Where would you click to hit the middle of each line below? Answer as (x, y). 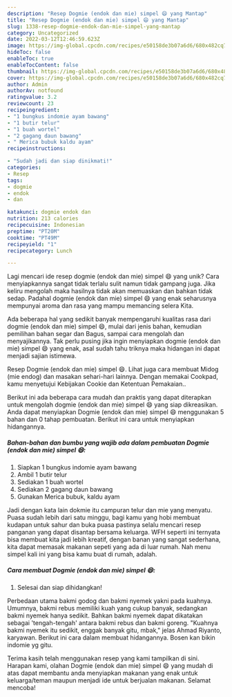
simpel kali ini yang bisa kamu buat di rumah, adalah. (82, 555)
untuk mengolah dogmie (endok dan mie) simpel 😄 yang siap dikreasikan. (113, 405)
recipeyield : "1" (32, 244)
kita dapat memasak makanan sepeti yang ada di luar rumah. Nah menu (109, 547)
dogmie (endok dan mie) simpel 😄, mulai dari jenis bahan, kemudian (105, 326)
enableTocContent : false (43, 65)
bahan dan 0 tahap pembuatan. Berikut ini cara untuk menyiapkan (101, 420)
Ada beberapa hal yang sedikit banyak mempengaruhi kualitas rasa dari (109, 319)
